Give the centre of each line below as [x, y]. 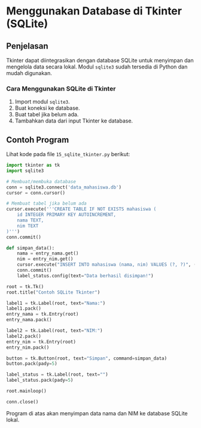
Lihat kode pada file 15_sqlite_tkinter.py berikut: [68, 154]
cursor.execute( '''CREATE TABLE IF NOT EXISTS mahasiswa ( [81, 209]
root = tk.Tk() [25, 286]
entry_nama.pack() [29, 320]
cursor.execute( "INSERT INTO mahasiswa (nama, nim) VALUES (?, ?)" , [104, 265]
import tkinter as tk [33, 165]
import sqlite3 [25, 170]
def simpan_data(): [31, 248]
